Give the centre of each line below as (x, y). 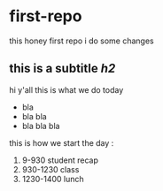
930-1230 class (50, 169)
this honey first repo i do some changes (81, 41)
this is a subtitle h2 (62, 69)
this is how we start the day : (62, 142)
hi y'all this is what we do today (66, 89)
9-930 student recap (60, 160)
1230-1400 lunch (53, 179)
